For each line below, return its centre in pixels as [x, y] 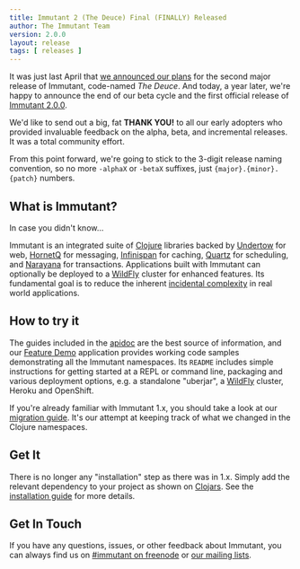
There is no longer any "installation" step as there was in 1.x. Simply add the [150, 477]
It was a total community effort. [67, 142]
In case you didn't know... [57, 228]
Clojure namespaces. [49, 426]
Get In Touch [46, 524]
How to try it [44, 321]
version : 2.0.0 [38, 34]
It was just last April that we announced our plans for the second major [140, 76]
